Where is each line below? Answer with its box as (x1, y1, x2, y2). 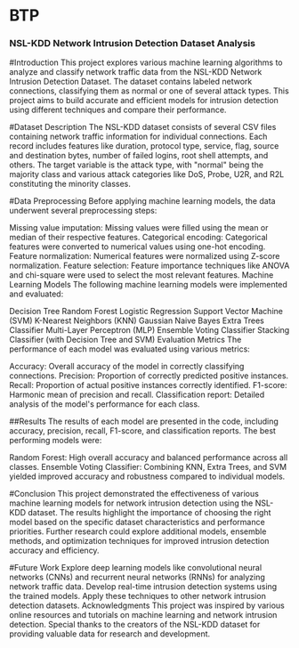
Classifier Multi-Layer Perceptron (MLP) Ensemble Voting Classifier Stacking (9, 325, 290, 336)
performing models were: (9, 435, 102, 446)
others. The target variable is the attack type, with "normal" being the (9, 159, 264, 170)
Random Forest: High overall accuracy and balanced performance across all (9, 452, 288, 463)
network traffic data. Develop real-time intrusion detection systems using (9, 581, 278, 592)
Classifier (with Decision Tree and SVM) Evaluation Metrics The (9, 335, 242, 345)
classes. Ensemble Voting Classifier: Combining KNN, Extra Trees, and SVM (9, 462, 287, 473)
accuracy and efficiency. (9, 545, 100, 556)
